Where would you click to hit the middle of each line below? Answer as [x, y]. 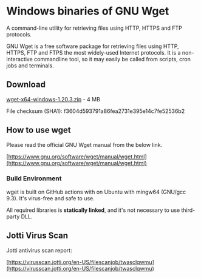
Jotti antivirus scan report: [39, 250]
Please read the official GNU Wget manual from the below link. [84, 144]
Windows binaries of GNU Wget [88, 11]
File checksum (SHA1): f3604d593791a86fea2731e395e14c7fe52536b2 [96, 111]
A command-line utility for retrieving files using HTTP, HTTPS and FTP [94, 28]
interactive [20, 59]
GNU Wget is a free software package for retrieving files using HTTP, [93, 46]
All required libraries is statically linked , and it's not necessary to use [93, 210]
